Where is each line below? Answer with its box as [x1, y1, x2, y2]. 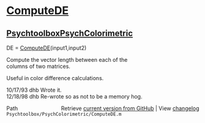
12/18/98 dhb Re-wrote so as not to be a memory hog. [6, 93, 143, 100]
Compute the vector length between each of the [6, 56, 128, 63]
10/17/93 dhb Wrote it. [6, 86, 62, 94]
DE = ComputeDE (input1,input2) [6, 44, 87, 51]
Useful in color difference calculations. [6, 75, 104, 81]
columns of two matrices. [6, 62, 70, 70]
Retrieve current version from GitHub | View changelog [61, 105, 199, 112]
